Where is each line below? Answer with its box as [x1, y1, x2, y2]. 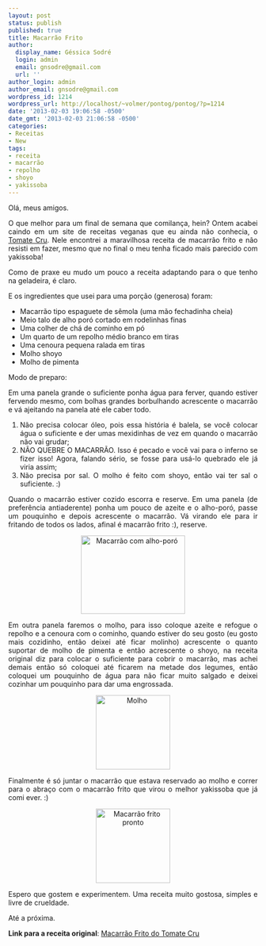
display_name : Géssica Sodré [15, 48, 112, 56]
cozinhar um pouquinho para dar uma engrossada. [8, 679, 173, 688]
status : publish [8, 19, 62, 27]
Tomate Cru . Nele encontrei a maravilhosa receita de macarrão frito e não [8, 235, 258, 244]
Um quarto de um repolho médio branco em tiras [19, 331, 180, 341]
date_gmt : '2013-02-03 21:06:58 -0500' [8, 115, 140, 123]
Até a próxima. [8, 913, 55, 922]
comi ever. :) [8, 792, 49, 802]
